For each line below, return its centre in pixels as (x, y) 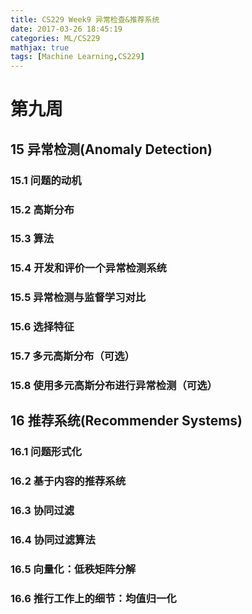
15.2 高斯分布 (42, 209)
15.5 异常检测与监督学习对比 (78, 298)
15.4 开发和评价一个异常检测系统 (88, 268)
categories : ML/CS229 (55, 38)
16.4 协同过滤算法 (53, 540)
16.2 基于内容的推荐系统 (68, 481)
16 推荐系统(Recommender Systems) (126, 421)
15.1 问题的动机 (46, 180)
